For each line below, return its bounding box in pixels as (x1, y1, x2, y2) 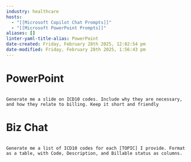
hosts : (6, 14, 22, 20)
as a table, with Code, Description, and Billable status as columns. (6, 150, 183, 156)
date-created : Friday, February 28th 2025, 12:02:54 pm (6, 42, 146, 47)
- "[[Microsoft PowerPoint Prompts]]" (11, 25, 107, 31)
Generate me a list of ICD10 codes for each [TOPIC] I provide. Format (6, 145, 185, 151)
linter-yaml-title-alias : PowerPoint (6, 36, 99, 42)
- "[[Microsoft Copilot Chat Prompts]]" (11, 19, 112, 25)
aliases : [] (6, 30, 35, 36)
